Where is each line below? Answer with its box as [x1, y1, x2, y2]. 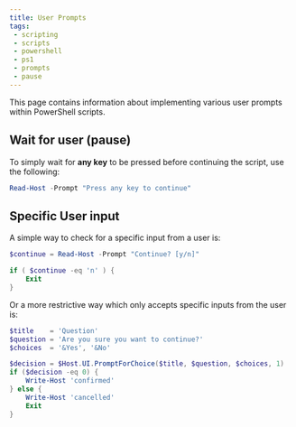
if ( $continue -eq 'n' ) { [9, 266, 116, 275]
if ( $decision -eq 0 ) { [9, 367, 99, 377]
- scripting [13, 30, 59, 39]
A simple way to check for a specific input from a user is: [9, 232, 221, 244]
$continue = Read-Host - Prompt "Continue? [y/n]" [9, 250, 200, 259]
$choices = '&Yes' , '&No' [9, 343, 111, 352]
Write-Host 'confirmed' [25, 376, 116, 385]
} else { [9, 385, 42, 394]
